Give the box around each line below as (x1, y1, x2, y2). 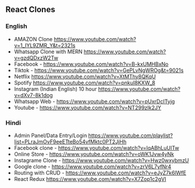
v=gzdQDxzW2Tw (14, 54, 59, 61)
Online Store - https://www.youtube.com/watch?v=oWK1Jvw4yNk (14, 151, 174, 158)
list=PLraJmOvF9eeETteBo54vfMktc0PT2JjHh (14, 138, 127, 145)
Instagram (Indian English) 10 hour (14, 85, 97, 93)
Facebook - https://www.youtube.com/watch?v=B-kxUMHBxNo (14, 60, 169, 67)
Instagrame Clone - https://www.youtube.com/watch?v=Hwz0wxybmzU (14, 156, 189, 163)
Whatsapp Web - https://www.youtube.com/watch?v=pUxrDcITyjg (14, 98, 175, 105)
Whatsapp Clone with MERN (14, 48, 83, 55)
